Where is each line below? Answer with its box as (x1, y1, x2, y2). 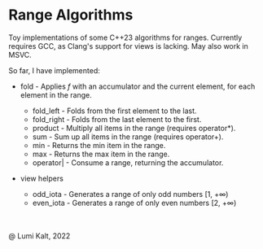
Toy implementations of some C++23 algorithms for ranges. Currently (8, 33, 243, 42)
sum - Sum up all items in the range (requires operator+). (32, 132, 224, 142)
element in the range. (20, 90, 92, 99)
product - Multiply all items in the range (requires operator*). (32, 123, 236, 133)
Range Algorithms (8, 6, 134, 24)
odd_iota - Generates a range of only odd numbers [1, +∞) (32, 189, 229, 199)
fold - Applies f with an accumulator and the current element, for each (20, 81, 256, 91)
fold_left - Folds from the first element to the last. (32, 106, 197, 116)
